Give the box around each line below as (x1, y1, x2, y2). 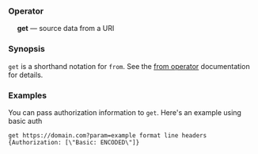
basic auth (8, 116, 43, 125)
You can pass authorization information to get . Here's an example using (8, 107, 241, 117)
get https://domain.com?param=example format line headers (8, 131, 207, 140)
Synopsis (8, 44, 45, 55)
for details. (8, 70, 44, 79)
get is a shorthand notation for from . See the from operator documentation (8, 61, 251, 71)
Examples (8, 90, 47, 101)
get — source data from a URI (17, 24, 115, 33)
